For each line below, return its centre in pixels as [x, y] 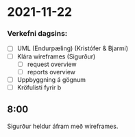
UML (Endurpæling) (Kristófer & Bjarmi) [73, 48]
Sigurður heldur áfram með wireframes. [63, 126]
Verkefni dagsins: [37, 34]
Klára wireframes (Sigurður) [56, 56]
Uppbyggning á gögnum [51, 79]
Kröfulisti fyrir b [39, 87]
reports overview [51, 72]
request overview [52, 64]
